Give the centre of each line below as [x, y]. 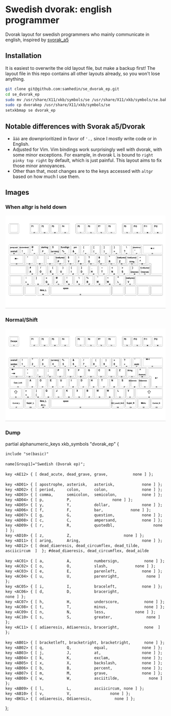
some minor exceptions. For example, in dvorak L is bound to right [83, 155]
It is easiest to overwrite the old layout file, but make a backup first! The [80, 68]
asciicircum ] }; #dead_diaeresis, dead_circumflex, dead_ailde [77, 551]
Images [17, 193]
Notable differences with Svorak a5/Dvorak [75, 126]
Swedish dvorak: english [59, 9]
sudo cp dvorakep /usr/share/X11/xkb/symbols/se [58, 105]
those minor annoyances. [39, 165]
